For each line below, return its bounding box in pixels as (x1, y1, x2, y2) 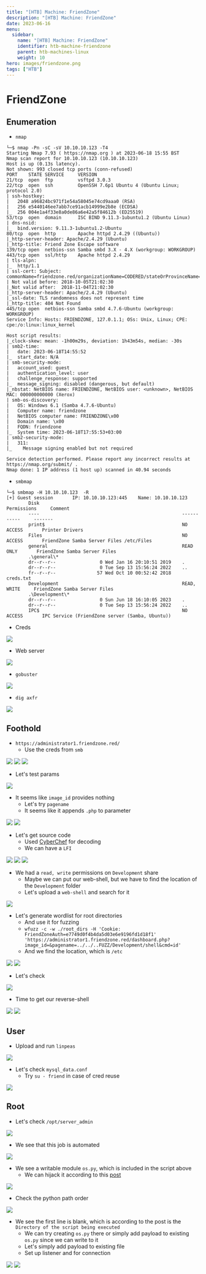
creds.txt (6, 575, 32, 581)
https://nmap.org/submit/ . (6, 461, 78, 468)
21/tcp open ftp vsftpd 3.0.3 (6, 177, 112, 183)
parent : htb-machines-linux (17, 49, 89, 55)
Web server (15, 647, 45, 654)
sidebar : (12, 32, 34, 38)
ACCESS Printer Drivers (6, 527, 84, 534)
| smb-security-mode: (6, 359, 62, 366)
